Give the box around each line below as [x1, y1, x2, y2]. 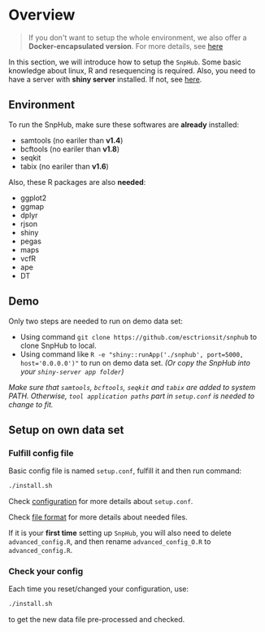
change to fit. [8, 399, 54, 409]
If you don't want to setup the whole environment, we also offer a [28, 33, 247, 42]
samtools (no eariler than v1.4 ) [20, 135, 124, 145]
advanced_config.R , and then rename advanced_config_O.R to [8, 537, 211, 546]
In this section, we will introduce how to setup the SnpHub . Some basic [8, 57, 241, 67]
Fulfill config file [8, 447, 74, 459]
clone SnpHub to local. [20, 340, 97, 350]
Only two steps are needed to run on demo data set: [8, 316, 183, 326]
